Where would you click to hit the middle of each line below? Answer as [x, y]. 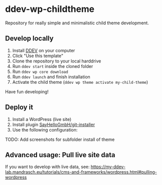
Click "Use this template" [38, 56]
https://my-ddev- [108, 167]
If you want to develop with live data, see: [47, 167]
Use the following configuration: [45, 129]
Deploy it [19, 107]
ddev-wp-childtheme [50, 9]
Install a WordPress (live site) [42, 119]
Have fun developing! [27, 92]
